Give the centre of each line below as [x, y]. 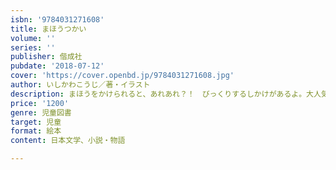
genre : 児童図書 [41, 112]
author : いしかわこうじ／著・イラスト [80, 85]
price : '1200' [40, 103]
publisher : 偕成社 [46, 57]
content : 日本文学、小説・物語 [68, 141]
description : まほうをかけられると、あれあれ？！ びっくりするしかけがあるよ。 [158, 94]
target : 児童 [36, 122]
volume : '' [33, 38]
